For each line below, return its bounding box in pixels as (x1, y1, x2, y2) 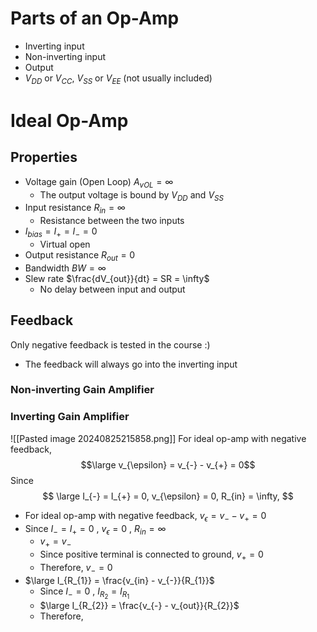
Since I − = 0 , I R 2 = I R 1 (39, 585, 130, 601)
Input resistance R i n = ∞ (24, 202, 126, 216)
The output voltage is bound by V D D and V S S (39, 188, 224, 203)
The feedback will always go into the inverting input (24, 358, 238, 370)
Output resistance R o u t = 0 (24, 248, 136, 263)
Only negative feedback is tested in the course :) (10, 338, 211, 351)
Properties (10, 149, 78, 166)
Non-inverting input (24, 50, 107, 62)
